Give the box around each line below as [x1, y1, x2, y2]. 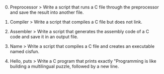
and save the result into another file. [9, 9, 84, 15]
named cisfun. [9, 49, 40, 54]
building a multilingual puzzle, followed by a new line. [9, 64, 119, 69]
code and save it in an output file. [9, 34, 79, 39]
